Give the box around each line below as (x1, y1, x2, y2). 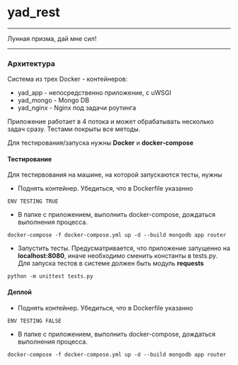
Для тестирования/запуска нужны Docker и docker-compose (7, 139, 193, 147)
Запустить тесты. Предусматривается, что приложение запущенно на (17, 244, 231, 252)
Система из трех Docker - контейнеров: (7, 75, 127, 84)
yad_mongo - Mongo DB (17, 96, 90, 105)
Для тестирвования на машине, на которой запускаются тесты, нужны (7, 171, 222, 179)
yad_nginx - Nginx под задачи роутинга (17, 103, 137, 112)
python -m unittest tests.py (7, 273, 93, 280)
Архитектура (7, 58, 55, 68)
